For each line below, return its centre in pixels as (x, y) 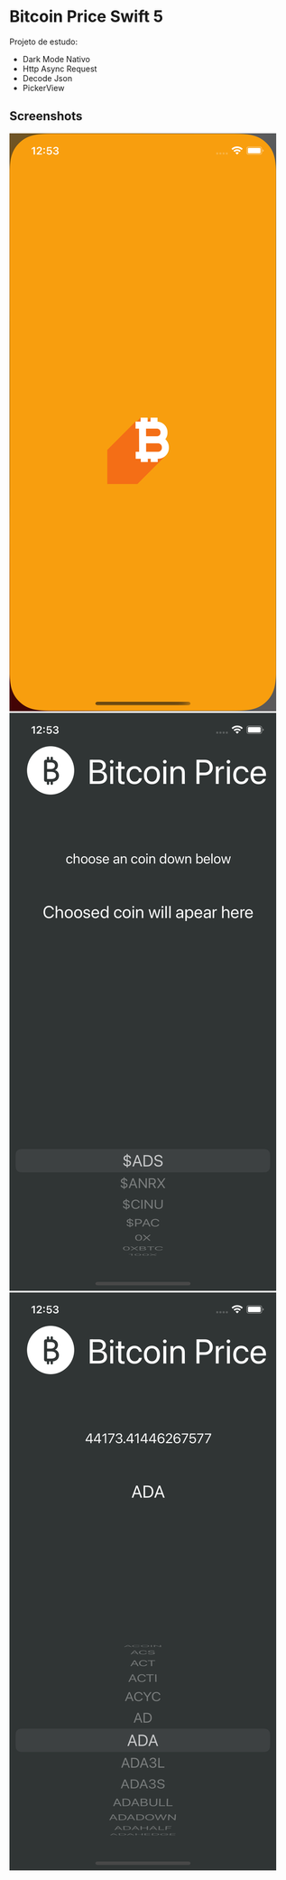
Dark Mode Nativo (56, 59)
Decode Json (47, 78)
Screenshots (46, 116)
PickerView (43, 88)
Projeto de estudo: (44, 42)
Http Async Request (60, 69)
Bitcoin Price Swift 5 (87, 17)
